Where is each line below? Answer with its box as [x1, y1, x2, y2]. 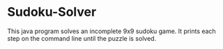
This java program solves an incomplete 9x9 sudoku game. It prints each [7, 27, 216, 35]
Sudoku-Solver [7, 4, 97, 20]
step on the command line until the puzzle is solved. [7, 34, 157, 42]
